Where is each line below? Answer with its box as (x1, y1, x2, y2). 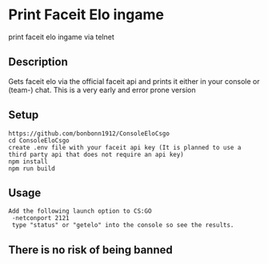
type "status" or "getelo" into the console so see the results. (11, 222, 234, 230)
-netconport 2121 (11, 214, 70, 222)
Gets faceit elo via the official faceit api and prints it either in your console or (8, 76, 260, 86)
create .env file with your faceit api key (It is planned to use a (8, 143, 242, 151)
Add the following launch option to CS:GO (8, 207, 152, 215)
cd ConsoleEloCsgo (8, 136, 70, 145)
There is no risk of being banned (8, 242, 174, 257)
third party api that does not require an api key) (8, 150, 184, 158)
